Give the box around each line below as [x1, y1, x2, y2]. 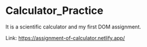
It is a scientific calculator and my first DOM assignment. [5, 23, 141, 30]
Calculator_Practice [5, 4, 104, 17]
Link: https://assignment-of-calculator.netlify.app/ [5, 34, 125, 41]
